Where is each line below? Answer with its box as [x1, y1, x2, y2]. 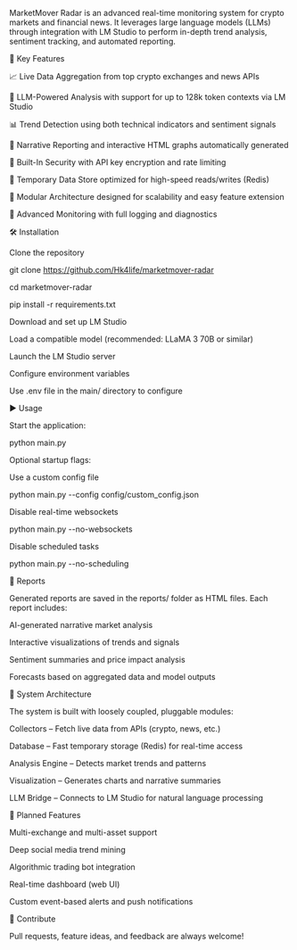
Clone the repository [9, 247, 85, 258]
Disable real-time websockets [9, 507, 119, 516]
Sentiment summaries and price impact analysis [9, 655, 186, 665]
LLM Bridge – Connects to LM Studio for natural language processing [9, 793, 264, 803]
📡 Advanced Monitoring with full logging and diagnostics [9, 209, 218, 219]
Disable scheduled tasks [9, 541, 100, 551]
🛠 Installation [9, 227, 60, 237]
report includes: [9, 602, 68, 613]
